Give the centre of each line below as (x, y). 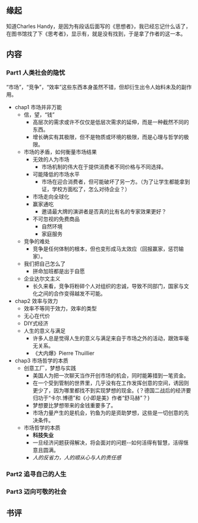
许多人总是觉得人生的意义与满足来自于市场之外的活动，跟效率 (108, 338)
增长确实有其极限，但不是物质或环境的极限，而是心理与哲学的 (108, 137)
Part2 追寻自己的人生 (36, 474)
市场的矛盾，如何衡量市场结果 (60, 151)
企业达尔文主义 (42, 278)
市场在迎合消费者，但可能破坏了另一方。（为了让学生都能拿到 (116, 181)
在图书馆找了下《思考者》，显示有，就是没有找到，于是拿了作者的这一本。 (96, 33)
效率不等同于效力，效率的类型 (60, 308)
